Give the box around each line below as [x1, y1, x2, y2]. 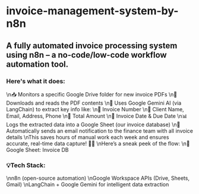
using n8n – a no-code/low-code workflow [6, 49, 168, 60]
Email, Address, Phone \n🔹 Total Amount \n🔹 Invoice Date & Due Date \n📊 [6, 112, 188, 120]
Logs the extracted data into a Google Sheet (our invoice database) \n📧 [6, 121, 181, 128]
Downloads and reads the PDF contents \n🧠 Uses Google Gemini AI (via [6, 99, 182, 107]
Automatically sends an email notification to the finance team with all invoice [6, 127, 193, 134]
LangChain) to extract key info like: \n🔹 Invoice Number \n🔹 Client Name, [6, 105, 184, 112]
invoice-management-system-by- [6, 4, 179, 18]
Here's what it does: [6, 77, 65, 85]
